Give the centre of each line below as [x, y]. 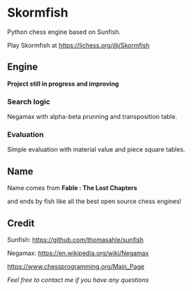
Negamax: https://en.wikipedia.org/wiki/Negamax [78, 253]
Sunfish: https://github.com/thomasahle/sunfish [76, 239]
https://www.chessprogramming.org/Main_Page [76, 266]
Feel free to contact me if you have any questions [78, 280]
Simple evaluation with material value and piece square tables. [96, 149]
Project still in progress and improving [63, 84]
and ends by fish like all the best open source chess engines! [94, 201]
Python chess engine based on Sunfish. [64, 32]
